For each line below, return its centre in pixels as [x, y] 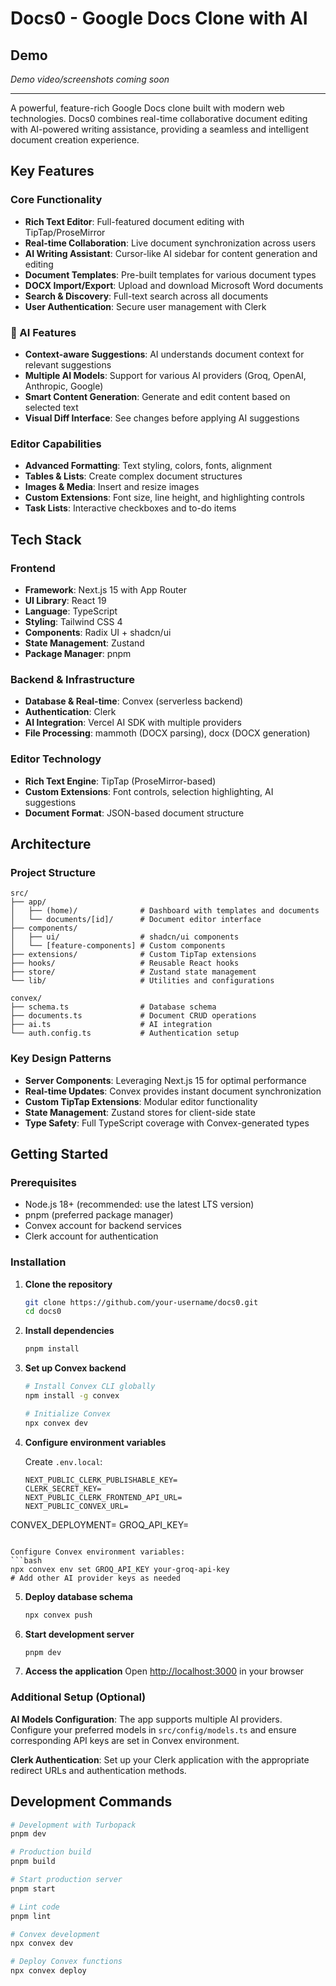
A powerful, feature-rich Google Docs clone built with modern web [147, 108]
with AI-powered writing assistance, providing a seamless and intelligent [159, 129]
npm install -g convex [72, 1396]
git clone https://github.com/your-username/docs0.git [141, 1302]
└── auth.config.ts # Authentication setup [125, 1033]
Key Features [52, 171]
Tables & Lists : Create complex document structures [133, 476]
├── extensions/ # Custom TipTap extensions [133, 955]
